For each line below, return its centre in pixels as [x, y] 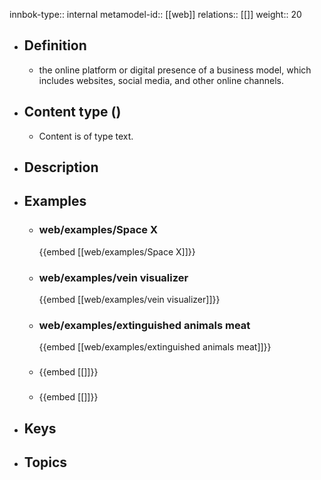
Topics [45, 462]
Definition [55, 45]
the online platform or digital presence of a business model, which [175, 70]
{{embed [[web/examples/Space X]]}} [117, 251]
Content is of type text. [86, 136]
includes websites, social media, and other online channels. [161, 80]
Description [61, 167]
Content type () [72, 112]
